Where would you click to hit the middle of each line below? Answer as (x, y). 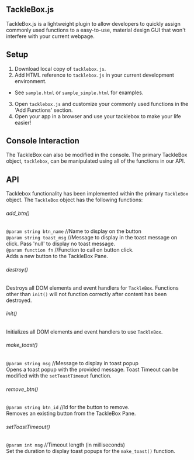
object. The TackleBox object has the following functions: (75, 200)
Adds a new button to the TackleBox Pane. (57, 256)
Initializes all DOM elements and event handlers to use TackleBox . (84, 332)
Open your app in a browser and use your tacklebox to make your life (98, 116)
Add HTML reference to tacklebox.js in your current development (94, 75)
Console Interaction (43, 141)
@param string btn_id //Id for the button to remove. (68, 407)
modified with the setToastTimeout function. (59, 376)
